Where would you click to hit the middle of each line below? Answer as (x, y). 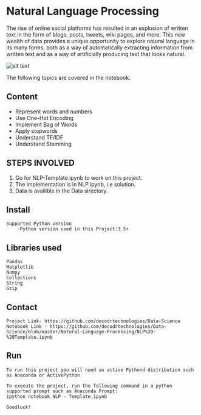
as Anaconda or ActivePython (43, 375)
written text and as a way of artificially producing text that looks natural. (96, 54)
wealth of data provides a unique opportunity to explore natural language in (101, 41)
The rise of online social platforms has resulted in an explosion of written (97, 28)
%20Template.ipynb (29, 337)
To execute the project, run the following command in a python (89, 386)
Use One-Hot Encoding (44, 118)
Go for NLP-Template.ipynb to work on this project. (79, 177)
